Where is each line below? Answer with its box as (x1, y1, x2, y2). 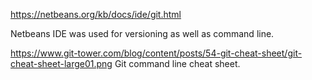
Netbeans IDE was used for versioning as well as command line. (10, 28, 275, 39)
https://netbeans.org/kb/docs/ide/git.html (10, 9, 182, 20)
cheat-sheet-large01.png (10, 58, 113, 69)
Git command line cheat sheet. (114, 58, 241, 69)
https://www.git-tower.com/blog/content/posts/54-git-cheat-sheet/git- (10, 47, 303, 59)
